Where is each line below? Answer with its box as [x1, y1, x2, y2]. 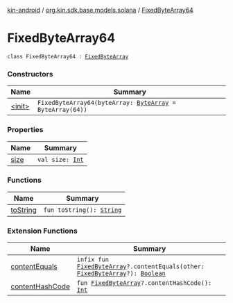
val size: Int [37, 156, 85, 163]
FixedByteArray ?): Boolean [76, 270, 166, 277]
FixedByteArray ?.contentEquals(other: [76, 263, 205, 270]
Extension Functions [7, 226, 78, 236]
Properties [7, 125, 44, 135]
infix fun [76, 256, 110, 263]
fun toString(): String [43, 206, 122, 214]
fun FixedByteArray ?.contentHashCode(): [76, 279, 212, 287]
